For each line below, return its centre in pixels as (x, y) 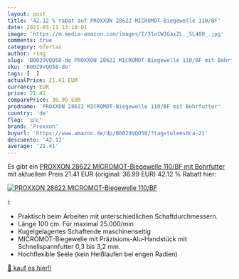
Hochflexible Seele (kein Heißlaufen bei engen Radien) (97, 254)
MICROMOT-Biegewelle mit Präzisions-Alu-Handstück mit (102, 239)
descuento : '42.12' (36, 139)
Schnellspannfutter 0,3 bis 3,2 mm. (69, 247)
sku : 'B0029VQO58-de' (39, 67)
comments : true (30, 41)
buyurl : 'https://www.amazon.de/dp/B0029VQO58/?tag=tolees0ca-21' (108, 133)
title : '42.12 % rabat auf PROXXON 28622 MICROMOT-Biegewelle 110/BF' (114, 21)
